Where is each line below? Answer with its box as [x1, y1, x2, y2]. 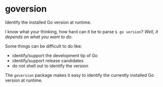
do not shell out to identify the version [12, 63, 89, 69]
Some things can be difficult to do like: [5, 43, 82, 49]
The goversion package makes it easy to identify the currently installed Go [5, 72, 154, 78]
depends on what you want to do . [5, 34, 73, 40]
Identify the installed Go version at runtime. [5, 19, 91, 25]
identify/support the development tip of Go [12, 52, 98, 58]
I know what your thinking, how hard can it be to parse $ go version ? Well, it [5, 29, 158, 34]
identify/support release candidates [12, 58, 84, 63]
